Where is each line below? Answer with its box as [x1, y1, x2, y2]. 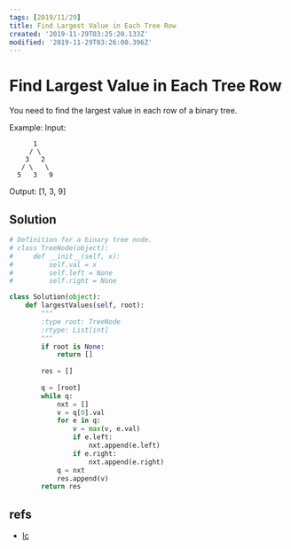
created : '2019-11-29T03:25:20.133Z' [9, 29, 149, 38]
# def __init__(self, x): [9, 252, 122, 261]
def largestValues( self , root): [25, 301, 145, 310]
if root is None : [41, 342, 105, 351]
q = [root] [41, 383, 82, 392]
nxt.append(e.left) [88, 441, 161, 450]
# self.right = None [9, 277, 117, 286]
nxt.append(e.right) [88, 458, 165, 467]
